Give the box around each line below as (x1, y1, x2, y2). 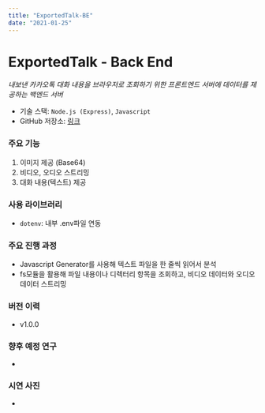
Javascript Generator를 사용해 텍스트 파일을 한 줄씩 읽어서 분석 (19, 260, 217, 269)
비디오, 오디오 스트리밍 (19, 167, 90, 177)
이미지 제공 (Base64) (19, 157, 86, 167)
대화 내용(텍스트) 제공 (19, 177, 87, 186)
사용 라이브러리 (8, 199, 63, 210)
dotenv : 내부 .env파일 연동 (19, 219, 102, 228)
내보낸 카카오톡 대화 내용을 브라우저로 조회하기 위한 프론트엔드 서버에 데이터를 (8, 80, 248, 89)
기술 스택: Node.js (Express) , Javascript (19, 107, 151, 116)
